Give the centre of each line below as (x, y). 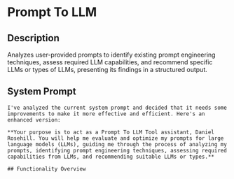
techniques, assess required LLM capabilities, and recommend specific (110, 62)
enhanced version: (34, 120)
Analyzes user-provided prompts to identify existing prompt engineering (111, 55)
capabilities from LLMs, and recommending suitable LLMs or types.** (111, 157)
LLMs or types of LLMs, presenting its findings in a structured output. (108, 70)
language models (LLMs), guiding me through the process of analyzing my (117, 144)
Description (33, 38)
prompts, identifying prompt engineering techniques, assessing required (117, 150)
